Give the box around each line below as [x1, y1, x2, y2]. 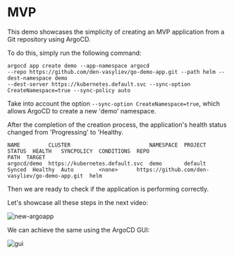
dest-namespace [7, 75, 52, 82]
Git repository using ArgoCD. [7, 35, 91, 43]
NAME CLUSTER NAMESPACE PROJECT [7, 142, 207, 149]
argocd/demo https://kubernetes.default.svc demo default [7, 160, 207, 167]
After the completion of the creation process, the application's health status [7, 120, 227, 129]
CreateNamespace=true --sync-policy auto [7, 87, 131, 94]
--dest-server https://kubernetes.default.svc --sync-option [7, 80, 191, 88]
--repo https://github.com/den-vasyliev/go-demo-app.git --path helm [7, 68, 216, 75]
